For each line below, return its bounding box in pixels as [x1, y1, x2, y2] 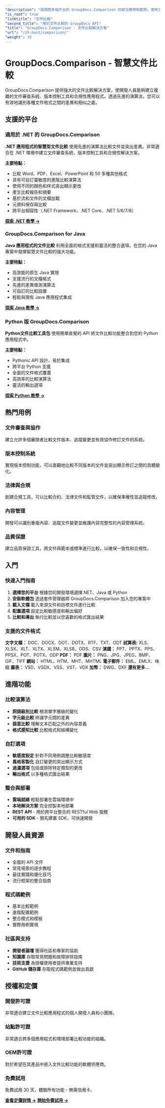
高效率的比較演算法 [12, 376, 52, 382]
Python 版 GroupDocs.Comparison [5, 318, 89, 325]
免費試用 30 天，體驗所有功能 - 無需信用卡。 [5, 1087, 95, 1093]
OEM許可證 [5, 1049, 32, 1056]
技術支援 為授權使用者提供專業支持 [12, 960, 82, 965]
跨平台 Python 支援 [12, 363, 51, 370]
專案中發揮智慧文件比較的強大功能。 [5, 249, 79, 254]
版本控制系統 [5, 450, 36, 457]
